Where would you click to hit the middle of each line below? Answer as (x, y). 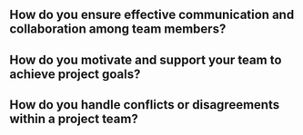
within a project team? (74, 119)
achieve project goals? (75, 74)
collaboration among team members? (118, 29)
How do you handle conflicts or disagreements (145, 105)
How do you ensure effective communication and (152, 15)
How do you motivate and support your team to (146, 59)
